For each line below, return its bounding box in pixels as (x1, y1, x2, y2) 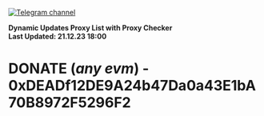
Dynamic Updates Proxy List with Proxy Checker (8, 23, 173, 32)
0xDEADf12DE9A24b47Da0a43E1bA (8, 77, 256, 95)
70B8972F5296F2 (8, 94, 131, 112)
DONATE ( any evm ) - (8, 60, 150, 78)
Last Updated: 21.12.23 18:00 (8, 32, 107, 41)
